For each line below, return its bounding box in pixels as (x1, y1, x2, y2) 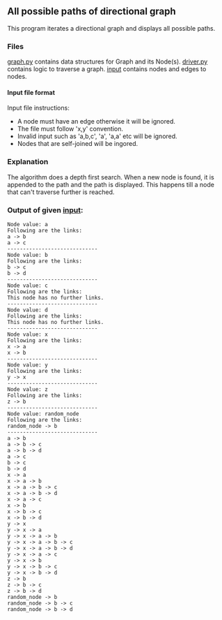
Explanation (7, 157, 49, 167)
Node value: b (7, 251, 49, 258)
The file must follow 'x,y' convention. (17, 125, 124, 133)
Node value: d (7, 307, 49, 313)
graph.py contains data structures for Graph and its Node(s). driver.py (7, 57, 208, 66)
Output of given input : (7, 205, 84, 215)
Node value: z (7, 385, 49, 393)
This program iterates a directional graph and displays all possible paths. (7, 24, 216, 32)
